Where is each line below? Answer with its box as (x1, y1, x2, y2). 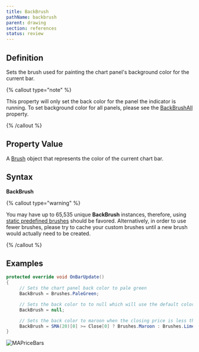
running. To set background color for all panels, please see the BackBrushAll (6, 104, 193, 111)
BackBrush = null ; (19, 307, 65, 313)
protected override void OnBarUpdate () (6, 274, 105, 280)
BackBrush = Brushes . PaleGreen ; (19, 291, 99, 297)
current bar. (6, 75, 35, 82)
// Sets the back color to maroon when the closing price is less (19, 318, 187, 324)
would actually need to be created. (6, 230, 91, 237)
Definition (6, 53, 43, 63)
